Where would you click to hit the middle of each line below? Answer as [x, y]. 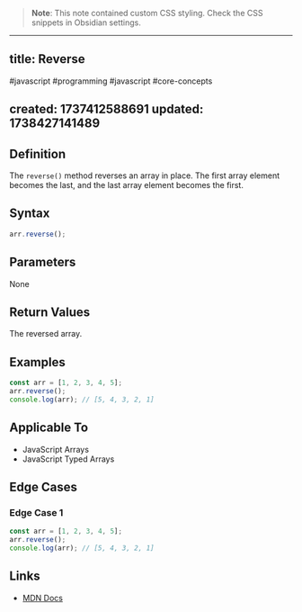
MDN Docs [42, 598]
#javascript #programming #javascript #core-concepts [111, 81]
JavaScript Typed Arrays [68, 459]
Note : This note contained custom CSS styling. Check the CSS [147, 13]
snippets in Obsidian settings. [86, 22]
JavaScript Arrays [56, 449]
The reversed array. [46, 334]
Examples [37, 362]
